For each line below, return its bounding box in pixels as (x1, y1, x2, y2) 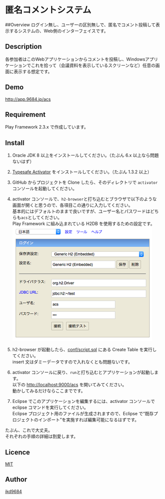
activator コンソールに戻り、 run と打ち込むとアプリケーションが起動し (12, 369, 154, 375)
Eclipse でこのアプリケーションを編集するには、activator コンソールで (12, 399, 155, 404)
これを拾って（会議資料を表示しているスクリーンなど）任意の (31, 62, 156, 68)
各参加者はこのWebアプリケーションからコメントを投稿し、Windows (5, 56, 145, 62)
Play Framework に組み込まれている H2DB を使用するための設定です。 (12, 221, 155, 227)
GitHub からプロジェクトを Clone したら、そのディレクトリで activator (12, 179, 158, 185)
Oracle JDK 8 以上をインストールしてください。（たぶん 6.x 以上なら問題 (12, 152, 159, 158)
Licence (5, 448, 31, 456)
